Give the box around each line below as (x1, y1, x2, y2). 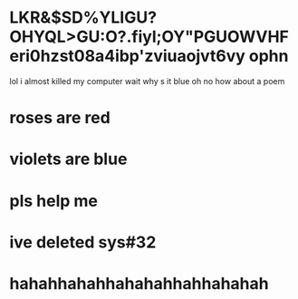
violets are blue (9, 149, 128, 169)
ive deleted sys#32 (9, 232, 157, 252)
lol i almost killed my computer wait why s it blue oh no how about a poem (9, 75, 285, 86)
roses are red (9, 108, 111, 129)
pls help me (9, 190, 98, 211)
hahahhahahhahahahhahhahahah (9, 273, 269, 294)
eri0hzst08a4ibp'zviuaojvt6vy (9, 46, 246, 66)
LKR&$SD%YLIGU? (9, 7, 157, 28)
